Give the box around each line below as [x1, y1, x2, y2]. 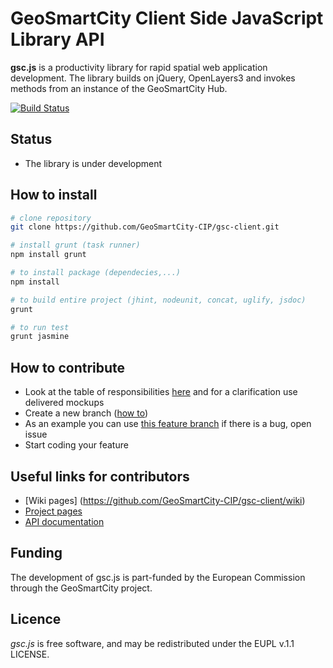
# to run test [10, 322, 70, 332]
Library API [10, 28, 105, 51]
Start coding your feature [24, 439, 129, 451]
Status [10, 131, 53, 148]
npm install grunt [10, 250, 87, 260]
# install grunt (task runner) [10, 240, 141, 251]
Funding [10, 545, 63, 562]
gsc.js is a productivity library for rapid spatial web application [10, 61, 268, 73]
